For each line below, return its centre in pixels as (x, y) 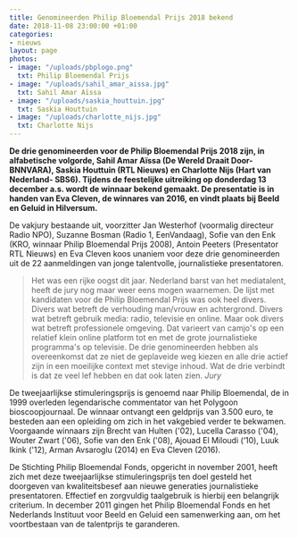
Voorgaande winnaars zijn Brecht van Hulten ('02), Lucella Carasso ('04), (144, 431)
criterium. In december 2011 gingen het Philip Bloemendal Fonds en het (140, 505)
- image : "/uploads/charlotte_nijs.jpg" (86, 117)
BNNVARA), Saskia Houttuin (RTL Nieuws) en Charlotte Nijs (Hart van (140, 170)
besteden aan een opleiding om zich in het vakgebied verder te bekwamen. (148, 421)
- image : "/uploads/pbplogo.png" (71, 68)
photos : (24, 59)
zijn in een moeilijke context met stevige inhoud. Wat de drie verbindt (158, 366)
